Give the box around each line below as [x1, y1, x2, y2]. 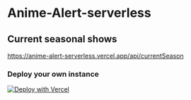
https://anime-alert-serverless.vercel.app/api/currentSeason [7, 51, 184, 60]
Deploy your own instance [7, 69, 99, 79]
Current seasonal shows [7, 33, 117, 45]
